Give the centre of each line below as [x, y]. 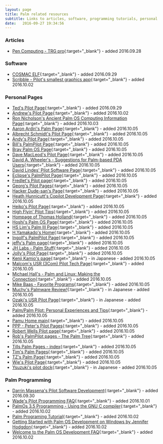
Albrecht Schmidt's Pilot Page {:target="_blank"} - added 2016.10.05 [80, 134]
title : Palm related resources [37, 14]
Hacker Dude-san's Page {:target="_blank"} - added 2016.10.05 [75, 191]
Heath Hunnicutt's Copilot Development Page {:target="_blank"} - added [84, 196]
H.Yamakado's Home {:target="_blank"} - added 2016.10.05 [71, 233]
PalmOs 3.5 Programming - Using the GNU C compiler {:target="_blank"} [84, 406]
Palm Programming [28, 380]
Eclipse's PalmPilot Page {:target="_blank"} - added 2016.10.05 [74, 175]
